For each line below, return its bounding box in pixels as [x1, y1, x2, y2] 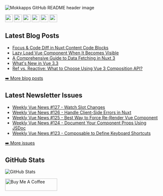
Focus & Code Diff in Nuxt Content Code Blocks [12, 44, 109, 50]
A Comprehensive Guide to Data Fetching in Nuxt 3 [12, 55, 116, 61]
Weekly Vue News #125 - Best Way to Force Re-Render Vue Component [12, 114, 158, 120]
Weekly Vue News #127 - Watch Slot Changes [12, 104, 105, 110]
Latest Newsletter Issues [5, 91, 83, 100]
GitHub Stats [5, 156, 45, 164]
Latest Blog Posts [5, 32, 60, 40]
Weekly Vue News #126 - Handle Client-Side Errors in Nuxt [12, 109, 132, 115]
